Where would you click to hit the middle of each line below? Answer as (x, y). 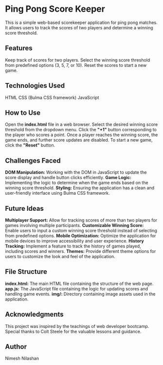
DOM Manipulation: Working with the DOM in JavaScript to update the (76, 172)
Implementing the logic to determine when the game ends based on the (77, 183)
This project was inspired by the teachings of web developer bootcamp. (77, 326)
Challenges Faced (33, 160)
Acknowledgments (35, 314)
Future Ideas (24, 208)
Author (16, 347)
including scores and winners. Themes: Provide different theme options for (81, 251)
